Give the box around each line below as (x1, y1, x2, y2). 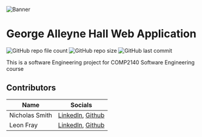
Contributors (6, 82, 56, 93)
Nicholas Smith (9, 111, 53, 119)
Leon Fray (9, 121, 38, 129)
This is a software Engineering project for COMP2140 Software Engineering (6, 58, 195, 66)
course (6, 65, 24, 72)
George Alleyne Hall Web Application (6, 27, 197, 41)
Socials (70, 101, 92, 109)
